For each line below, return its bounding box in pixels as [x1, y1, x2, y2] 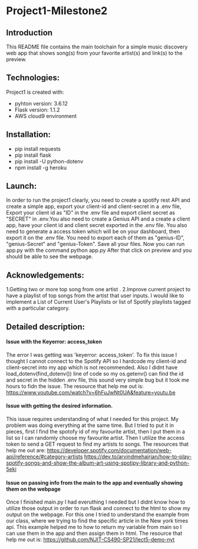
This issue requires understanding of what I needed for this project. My [6, 416, 179, 423]
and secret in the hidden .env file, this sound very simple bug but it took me [6, 376, 190, 383]
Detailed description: [6, 321, 85, 331]
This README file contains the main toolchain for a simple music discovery [6, 43, 188, 50]
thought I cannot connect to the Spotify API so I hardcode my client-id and [6, 357, 187, 364]
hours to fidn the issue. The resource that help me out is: [6, 382, 144, 390]
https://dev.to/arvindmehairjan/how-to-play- [84, 453, 192, 461]
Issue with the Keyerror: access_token [6, 338, 102, 346]
